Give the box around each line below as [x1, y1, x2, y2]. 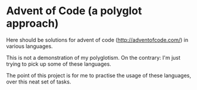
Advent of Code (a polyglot [6, 4, 142, 18]
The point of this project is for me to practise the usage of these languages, [6, 72, 192, 79]
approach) [6, 17, 59, 30]
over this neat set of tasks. [6, 78, 71, 85]
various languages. [6, 43, 53, 50]
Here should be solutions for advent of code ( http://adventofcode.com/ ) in [6, 36, 189, 43]
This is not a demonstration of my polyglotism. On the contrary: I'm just [6, 54, 180, 61]
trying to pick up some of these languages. [6, 60, 111, 67]
